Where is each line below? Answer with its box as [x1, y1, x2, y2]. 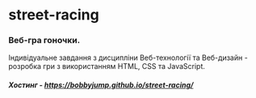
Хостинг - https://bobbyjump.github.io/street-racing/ [8, 80, 194, 90]
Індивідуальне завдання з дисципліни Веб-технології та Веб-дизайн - [8, 53, 248, 62]
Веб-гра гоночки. [8, 35, 81, 46]
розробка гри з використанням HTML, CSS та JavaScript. [8, 62, 206, 71]
